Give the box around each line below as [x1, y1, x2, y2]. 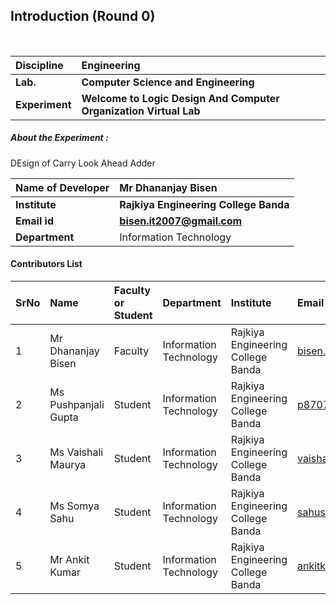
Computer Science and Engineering [81, 75, 255, 89]
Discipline [15, 58, 64, 72]
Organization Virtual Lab [81, 104, 201, 118]
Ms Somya [49, 499, 100, 513]
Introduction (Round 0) [10, 8, 156, 25]
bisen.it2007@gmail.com [119, 214, 243, 228]
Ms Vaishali [49, 445, 104, 459]
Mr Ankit [49, 552, 90, 566]
